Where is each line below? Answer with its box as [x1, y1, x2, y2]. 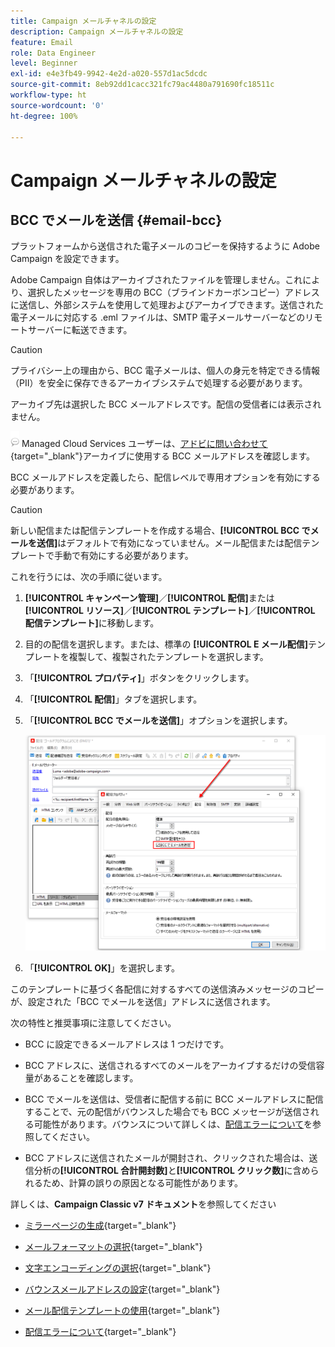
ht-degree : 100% [10, 111, 78, 121]
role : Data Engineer [10, 48, 97, 58]
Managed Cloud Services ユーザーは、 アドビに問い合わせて [21, 438, 268, 450]
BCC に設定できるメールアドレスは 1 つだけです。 [24, 1038, 230, 1050]
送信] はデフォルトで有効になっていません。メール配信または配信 [36, 537, 303, 549]
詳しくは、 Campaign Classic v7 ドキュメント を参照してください [10, 1198, 277, 1210]
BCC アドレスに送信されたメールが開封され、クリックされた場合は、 [24, 1152, 310, 1164]
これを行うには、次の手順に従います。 [10, 571, 168, 583]
